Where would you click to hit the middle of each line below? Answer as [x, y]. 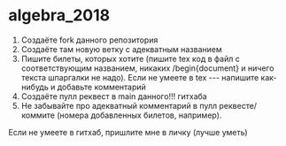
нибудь [35, 87]
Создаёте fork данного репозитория [89, 40]
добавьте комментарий [102, 87]
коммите [38, 115]
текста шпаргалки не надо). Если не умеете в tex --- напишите [140, 77]
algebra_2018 [59, 15]
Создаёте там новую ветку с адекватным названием [121, 49]
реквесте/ [238, 105]
